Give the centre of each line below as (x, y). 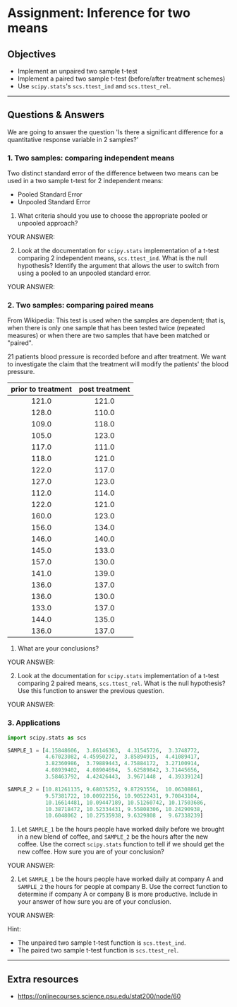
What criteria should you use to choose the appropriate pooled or (113, 216)
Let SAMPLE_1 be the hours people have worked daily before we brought (121, 830)
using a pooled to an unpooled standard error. (84, 273)
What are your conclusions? (58, 648)
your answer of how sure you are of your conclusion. (94, 902)
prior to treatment (42, 389)
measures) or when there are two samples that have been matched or (109, 336)
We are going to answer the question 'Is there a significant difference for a (115, 132)
